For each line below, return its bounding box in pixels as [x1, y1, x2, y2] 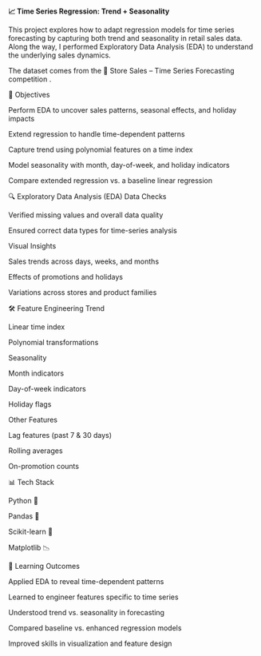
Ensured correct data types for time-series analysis [8, 226, 177, 235]
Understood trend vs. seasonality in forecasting [8, 608, 165, 617]
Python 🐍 [8, 496, 38, 505]
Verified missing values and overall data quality [8, 210, 164, 220]
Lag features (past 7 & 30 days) [8, 431, 113, 439]
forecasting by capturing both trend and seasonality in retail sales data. [8, 34, 243, 42]
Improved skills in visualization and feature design [8, 638, 172, 648]
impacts [8, 114, 35, 123]
